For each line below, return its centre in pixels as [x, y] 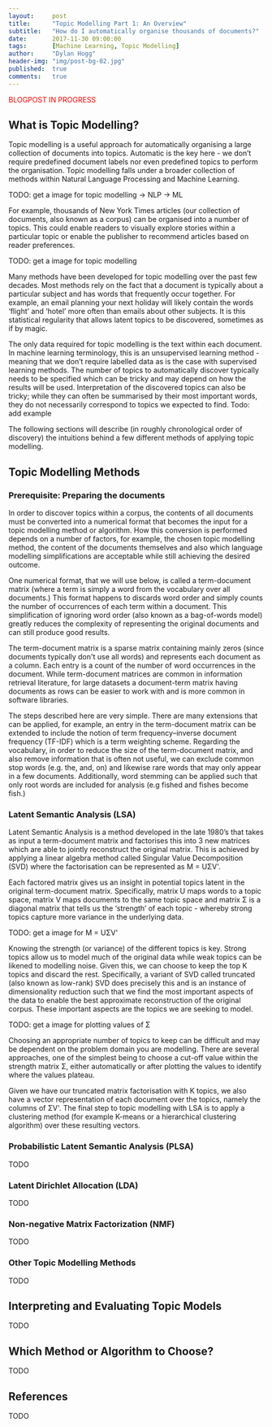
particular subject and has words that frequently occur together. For [122, 294]
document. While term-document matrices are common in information [125, 674]
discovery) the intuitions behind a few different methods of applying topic [131, 438]
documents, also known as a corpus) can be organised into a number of [129, 220]
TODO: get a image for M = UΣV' [63, 933]
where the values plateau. [52, 1075]
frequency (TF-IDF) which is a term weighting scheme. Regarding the [125, 742]
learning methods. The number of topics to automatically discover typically [134, 370]
